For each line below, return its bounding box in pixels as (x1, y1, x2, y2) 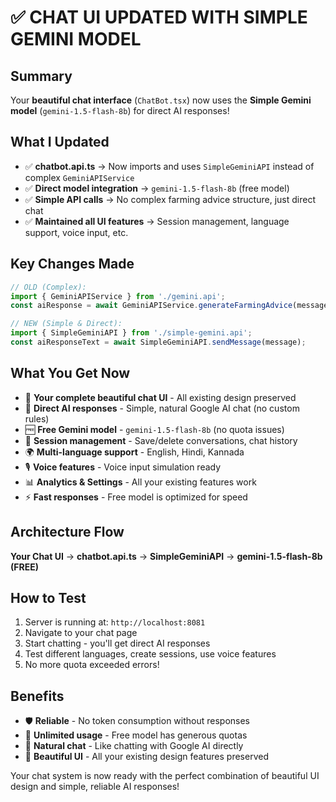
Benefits (10, 687, 65, 705)
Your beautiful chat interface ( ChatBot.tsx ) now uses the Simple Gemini (10, 94, 312, 106)
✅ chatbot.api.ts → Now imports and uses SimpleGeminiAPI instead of (24, 160, 315, 172)
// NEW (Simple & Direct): (10, 319, 123, 329)
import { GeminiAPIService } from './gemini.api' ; (10, 291, 226, 301)
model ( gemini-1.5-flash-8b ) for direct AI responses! (10, 105, 230, 116)
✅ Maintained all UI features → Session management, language (24, 215, 290, 227)
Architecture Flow (10, 524, 125, 541)
